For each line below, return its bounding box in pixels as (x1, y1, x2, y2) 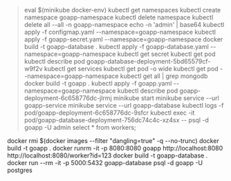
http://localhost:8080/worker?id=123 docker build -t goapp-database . (7, 151, 208, 160)
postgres (7, 166, 33, 174)
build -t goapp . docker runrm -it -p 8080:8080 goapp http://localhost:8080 (7, 144, 223, 152)
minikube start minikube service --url (113, 94, 219, 102)
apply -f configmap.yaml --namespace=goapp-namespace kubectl (24, 28, 216, 36)
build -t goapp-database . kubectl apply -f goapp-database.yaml (24, 43, 209, 50)
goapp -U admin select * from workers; (24, 124, 136, 131)
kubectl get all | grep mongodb (120, 72, 208, 80)
